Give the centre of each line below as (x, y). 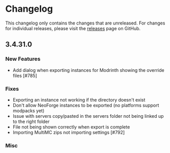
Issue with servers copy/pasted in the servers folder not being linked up (88, 116)
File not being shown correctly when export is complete (71, 127)
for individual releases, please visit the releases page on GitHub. (73, 28)
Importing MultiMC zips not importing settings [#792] (69, 132)
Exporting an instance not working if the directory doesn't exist (79, 99)
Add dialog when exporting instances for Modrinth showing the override (88, 70)
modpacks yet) (29, 111)
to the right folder (31, 121)
